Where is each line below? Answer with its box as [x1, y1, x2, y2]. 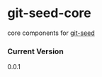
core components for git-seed [7, 29, 96, 37]
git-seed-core [7, 5, 91, 21]
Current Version [7, 46, 64, 56]
